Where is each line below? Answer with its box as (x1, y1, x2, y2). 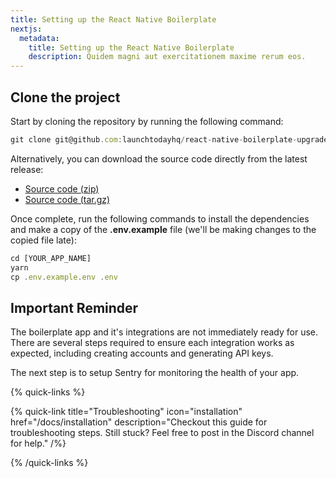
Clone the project (10, 89, 121, 106)
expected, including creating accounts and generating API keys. (10, 347, 274, 360)
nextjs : (10, 24, 43, 34)
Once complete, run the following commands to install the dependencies (10, 212, 310, 225)
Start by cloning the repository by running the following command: (10, 115, 284, 127)
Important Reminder (10, 299, 139, 316)
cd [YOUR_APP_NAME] (10, 253, 92, 263)
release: (10, 163, 44, 175)
